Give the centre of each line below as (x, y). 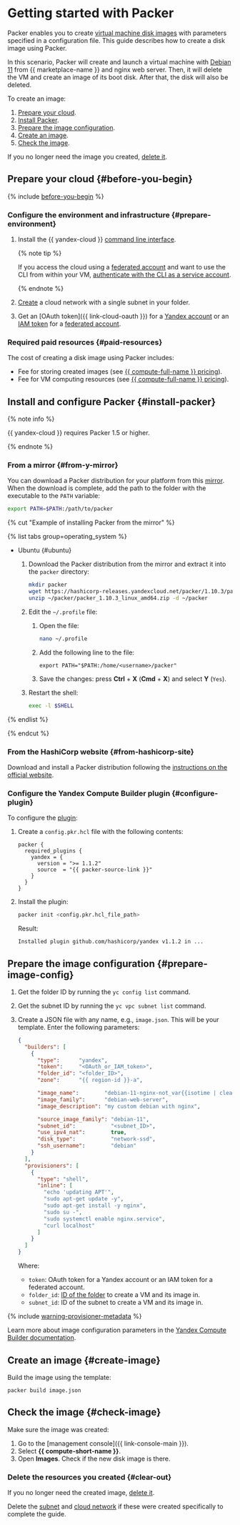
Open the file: (59, 625)
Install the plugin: (43, 902)
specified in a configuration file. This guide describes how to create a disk (116, 40)
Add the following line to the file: (86, 652)
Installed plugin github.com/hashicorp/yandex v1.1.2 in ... (111, 942)
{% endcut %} (29, 733)
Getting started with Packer (91, 13)
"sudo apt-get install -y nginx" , (95, 1206)
